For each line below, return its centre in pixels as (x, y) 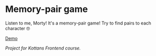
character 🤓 (18, 28)
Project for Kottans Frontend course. (43, 48)
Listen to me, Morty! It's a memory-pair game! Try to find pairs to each (78, 23)
